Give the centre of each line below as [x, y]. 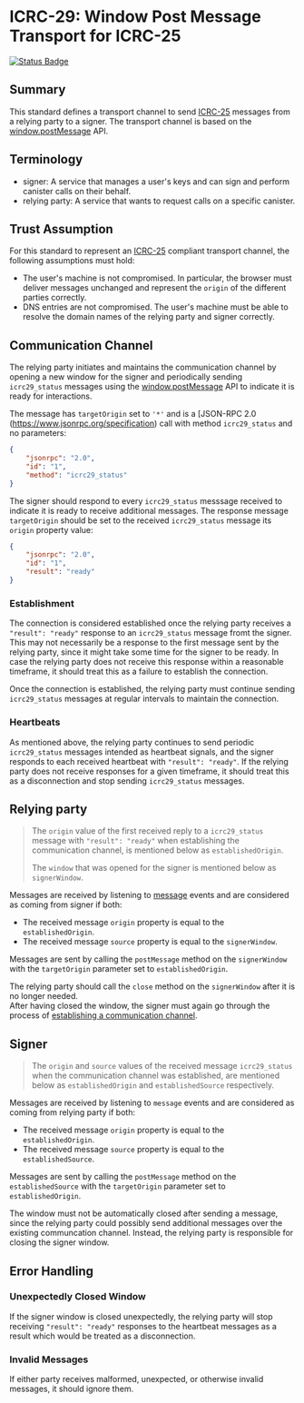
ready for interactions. [51, 396]
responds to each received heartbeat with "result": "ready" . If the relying [149, 761]
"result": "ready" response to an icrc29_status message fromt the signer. [151, 633]
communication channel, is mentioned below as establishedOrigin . [157, 850]
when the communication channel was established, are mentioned [155, 1076]
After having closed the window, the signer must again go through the [140, 1006]
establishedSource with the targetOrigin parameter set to [118, 1186]
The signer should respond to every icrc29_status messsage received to [146, 500]
